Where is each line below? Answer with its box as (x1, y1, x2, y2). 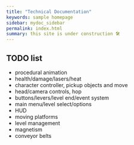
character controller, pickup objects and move (14, 81, 128, 88)
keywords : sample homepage (6, 14, 73, 20)
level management (14, 119, 61, 127)
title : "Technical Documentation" (6, 8, 92, 15)
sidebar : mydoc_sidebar (6, 20, 66, 26)
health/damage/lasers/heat (14, 75, 82, 82)
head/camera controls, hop (14, 88, 82, 95)
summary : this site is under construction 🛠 (6, 31, 120, 37)
